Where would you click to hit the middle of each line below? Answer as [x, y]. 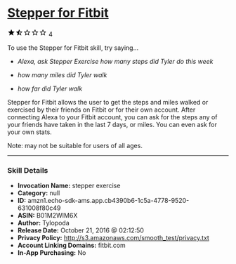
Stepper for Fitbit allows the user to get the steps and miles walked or [108, 102]
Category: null [39, 193]
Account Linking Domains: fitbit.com [72, 245]
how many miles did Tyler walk [62, 74]
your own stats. [30, 132]
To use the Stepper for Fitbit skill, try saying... [73, 48]
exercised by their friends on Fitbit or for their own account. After [101, 110]
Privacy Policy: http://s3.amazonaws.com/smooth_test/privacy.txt [113, 238]
